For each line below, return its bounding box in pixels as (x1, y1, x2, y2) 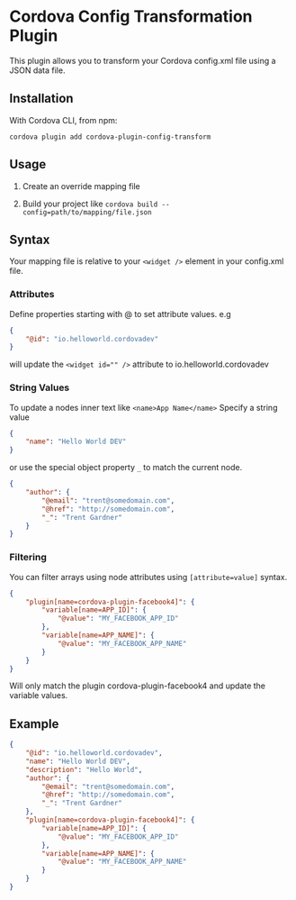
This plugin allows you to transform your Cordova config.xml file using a (9, 55, 276, 66)
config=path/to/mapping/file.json (22, 207, 152, 217)
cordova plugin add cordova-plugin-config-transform (9, 132, 211, 141)
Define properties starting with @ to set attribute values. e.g (9, 308, 231, 319)
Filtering (9, 551, 47, 564)
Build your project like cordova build (22, 198, 158, 209)
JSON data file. (9, 65, 66, 76)
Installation (9, 91, 74, 106)
